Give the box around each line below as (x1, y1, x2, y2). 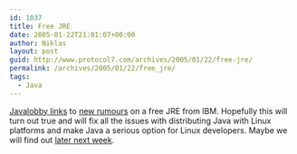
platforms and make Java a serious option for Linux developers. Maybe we (9, 124, 288, 136)
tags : (9, 72, 30, 82)
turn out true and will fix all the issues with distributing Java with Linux (9, 115, 272, 126)
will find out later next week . (9, 134, 115, 145)
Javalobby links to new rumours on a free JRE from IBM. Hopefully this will (9, 105, 288, 116)
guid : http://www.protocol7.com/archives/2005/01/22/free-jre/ (9, 55, 254, 64)
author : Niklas (9, 38, 67, 48)
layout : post (9, 47, 59, 56)
